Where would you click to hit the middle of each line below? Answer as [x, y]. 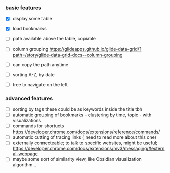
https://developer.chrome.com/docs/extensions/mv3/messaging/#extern [89, 149]
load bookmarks [29, 29]
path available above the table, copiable [54, 39]
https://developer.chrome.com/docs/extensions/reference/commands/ [86, 132]
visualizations [27, 121]
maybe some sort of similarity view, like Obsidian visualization [77, 159]
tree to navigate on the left [40, 84]
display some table [32, 19]
